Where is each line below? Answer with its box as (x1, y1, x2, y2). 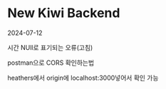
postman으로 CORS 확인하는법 (7, 58, 95, 67)
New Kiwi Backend (7, 5, 120, 21)
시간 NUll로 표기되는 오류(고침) (7, 43, 93, 51)
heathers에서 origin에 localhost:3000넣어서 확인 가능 (7, 73, 159, 82)
